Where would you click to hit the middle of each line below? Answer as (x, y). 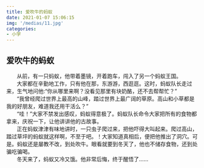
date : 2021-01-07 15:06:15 (40, 18)
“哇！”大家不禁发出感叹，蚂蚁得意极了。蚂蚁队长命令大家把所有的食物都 (107, 114)
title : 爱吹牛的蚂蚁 (29, 12)
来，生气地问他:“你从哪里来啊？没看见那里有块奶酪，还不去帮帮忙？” (92, 91)
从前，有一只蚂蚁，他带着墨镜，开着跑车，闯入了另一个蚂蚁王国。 (99, 76)
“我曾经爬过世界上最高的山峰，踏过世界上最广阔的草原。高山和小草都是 (106, 99)
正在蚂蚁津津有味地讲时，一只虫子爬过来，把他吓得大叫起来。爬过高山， (107, 129)
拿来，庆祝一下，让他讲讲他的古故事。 (54, 121)
